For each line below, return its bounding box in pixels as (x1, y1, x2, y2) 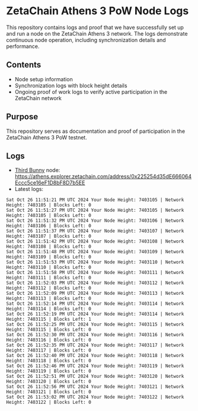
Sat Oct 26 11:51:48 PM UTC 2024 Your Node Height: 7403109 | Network (6, 249, 184, 255)
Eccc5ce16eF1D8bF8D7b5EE (14, 179, 85, 186)
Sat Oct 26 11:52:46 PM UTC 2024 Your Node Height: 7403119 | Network (6, 363, 184, 369)
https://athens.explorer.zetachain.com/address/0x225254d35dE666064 (14, 173, 191, 180)
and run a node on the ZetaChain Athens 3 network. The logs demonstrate (6, 30, 188, 37)
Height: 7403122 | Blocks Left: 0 (6, 399, 92, 406)
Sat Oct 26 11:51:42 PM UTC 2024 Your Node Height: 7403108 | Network (6, 238, 184, 244)
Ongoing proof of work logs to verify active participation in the (14, 88, 168, 95)
